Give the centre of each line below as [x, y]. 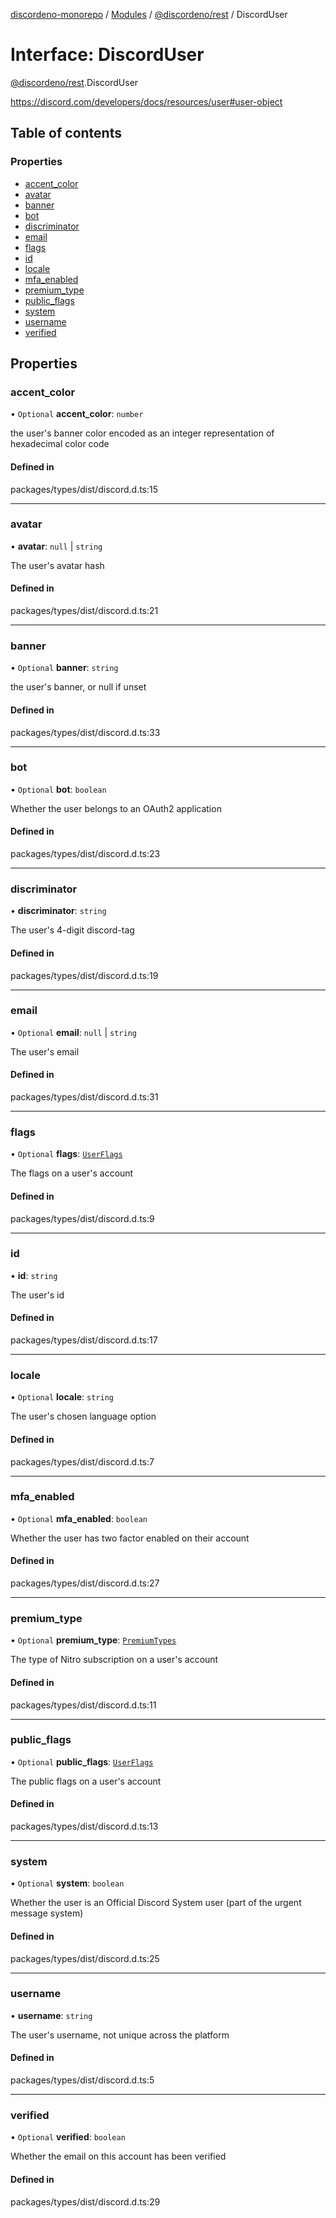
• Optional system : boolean [67, 1883]
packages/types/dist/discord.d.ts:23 [85, 854]
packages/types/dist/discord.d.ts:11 [83, 1705]
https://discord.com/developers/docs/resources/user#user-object [146, 101]
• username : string [51, 2015]
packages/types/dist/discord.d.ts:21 [84, 611]
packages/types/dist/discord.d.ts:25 [85, 1958]
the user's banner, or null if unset [78, 687]
